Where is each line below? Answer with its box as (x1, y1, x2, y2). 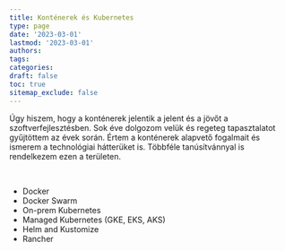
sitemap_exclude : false (9, 88, 99, 97)
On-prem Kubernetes (22, 204, 101, 215)
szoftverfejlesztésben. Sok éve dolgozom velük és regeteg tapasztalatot (9, 122, 276, 133)
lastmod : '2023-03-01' (9, 38, 94, 48)
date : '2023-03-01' (9, 30, 82, 39)
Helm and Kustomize (22, 223, 99, 234)
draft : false (9, 72, 58, 81)
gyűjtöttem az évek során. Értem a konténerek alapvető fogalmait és (9, 132, 261, 143)
